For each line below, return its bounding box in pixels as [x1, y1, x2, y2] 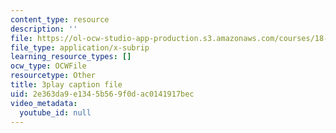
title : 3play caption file [10, 80, 123, 90]
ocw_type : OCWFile [10, 61, 87, 71]
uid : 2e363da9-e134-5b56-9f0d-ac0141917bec [10, 89, 195, 99]
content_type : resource [10, 14, 110, 25]
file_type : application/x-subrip [10, 42, 150, 53]
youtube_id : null [19, 107, 92, 118]
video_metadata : [10, 98, 78, 108]
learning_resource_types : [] [10, 52, 132, 62]
